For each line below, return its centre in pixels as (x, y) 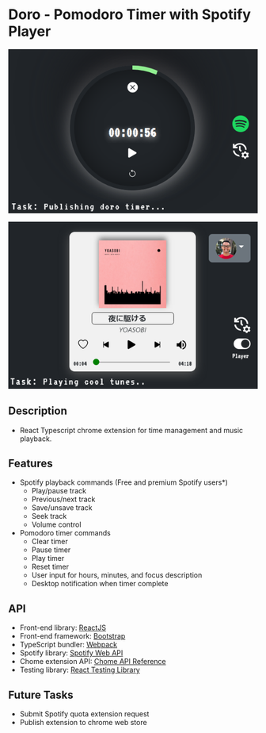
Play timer (48, 558)
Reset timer (50, 567)
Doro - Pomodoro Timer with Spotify (130, 15)
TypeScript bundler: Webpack (68, 645)
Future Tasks (41, 695)
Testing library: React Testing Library (80, 670)
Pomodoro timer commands (65, 533)
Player (30, 31)
